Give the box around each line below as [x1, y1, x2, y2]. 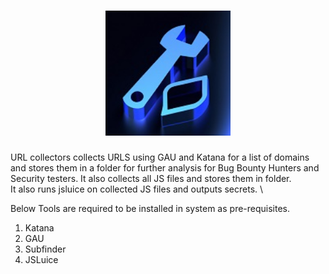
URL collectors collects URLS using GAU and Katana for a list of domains [10, 151, 310, 163]
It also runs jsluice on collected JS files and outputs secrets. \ [10, 183, 264, 195]
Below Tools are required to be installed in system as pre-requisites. [10, 202, 291, 214]
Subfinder [24, 243, 67, 255]
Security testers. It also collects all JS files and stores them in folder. [10, 172, 292, 184]
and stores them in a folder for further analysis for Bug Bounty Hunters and [10, 161, 320, 174]
